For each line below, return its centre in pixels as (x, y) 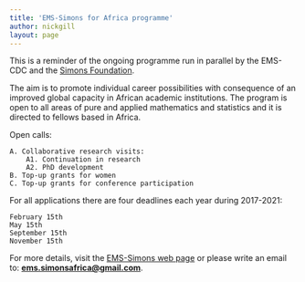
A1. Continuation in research (84, 160)
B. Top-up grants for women (63, 176)
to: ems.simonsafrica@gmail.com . (76, 268)
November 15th (37, 241)
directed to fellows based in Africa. (75, 117)
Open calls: (31, 135)
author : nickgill (42, 26)
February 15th (37, 217)
